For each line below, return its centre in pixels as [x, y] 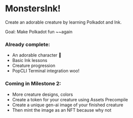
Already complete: [28, 44]
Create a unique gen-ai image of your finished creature [68, 105]
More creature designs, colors [43, 94]
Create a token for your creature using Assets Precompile [70, 99]
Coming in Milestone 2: [33, 84]
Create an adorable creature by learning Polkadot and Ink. [63, 22]
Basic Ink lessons [30, 60]
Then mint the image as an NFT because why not [62, 110]
